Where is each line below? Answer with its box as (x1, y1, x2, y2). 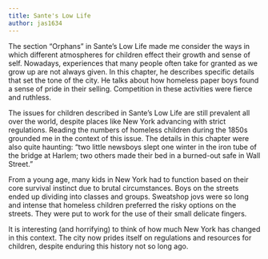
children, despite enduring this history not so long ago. (8, 241, 189, 251)
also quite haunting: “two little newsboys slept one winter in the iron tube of (8, 142, 258, 152)
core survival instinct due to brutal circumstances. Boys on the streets (8, 183, 239, 192)
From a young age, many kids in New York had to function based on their (8, 174, 249, 184)
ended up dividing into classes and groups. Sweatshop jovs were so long (8, 192, 250, 201)
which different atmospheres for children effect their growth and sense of (8, 50, 250, 59)
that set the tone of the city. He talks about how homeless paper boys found (8, 75, 259, 85)
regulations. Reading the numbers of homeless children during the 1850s (8, 125, 248, 135)
